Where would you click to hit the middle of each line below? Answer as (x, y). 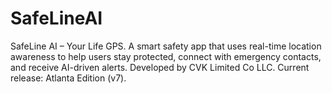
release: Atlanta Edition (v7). (68, 78)
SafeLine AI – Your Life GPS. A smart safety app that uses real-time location (166, 46)
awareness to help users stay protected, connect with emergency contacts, (166, 56)
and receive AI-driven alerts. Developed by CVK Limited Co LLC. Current (160, 67)
